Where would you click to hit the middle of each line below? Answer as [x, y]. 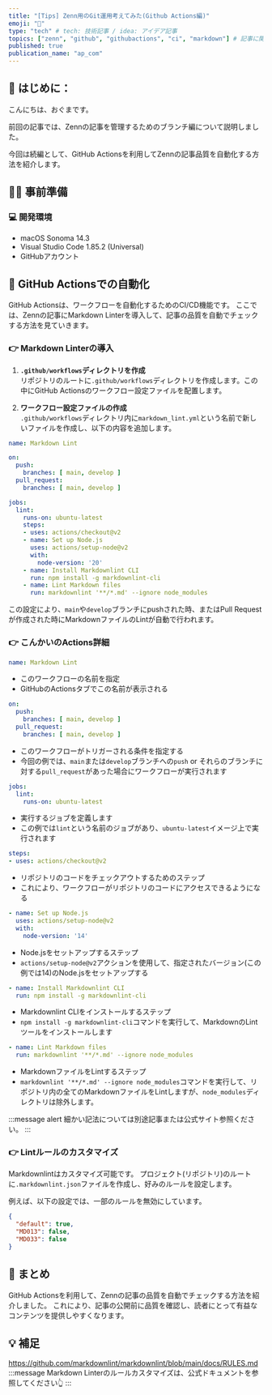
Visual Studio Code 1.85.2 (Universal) [82, 246]
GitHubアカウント [49, 256]
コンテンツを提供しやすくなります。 [68, 1315]
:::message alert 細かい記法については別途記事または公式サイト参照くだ [128, 1120]
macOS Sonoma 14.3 [55, 238]
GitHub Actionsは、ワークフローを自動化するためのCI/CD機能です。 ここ [130, 305]
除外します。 [77, 1102]
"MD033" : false [41, 1239]
